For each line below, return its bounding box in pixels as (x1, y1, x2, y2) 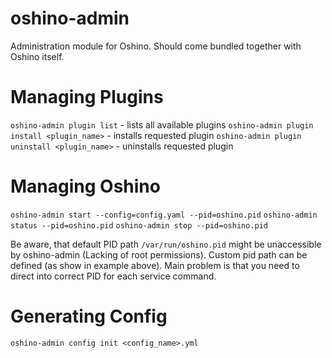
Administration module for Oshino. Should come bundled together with (10, 40, 302, 52)
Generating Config (10, 305, 168, 327)
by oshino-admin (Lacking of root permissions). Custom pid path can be (10, 248, 308, 261)
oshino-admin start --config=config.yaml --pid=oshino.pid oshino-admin (10, 210, 318, 220)
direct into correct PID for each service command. (10, 270, 217, 282)
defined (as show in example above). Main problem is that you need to (10, 259, 300, 271)
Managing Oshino (10, 175, 161, 198)
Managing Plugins (10, 86, 164, 109)
